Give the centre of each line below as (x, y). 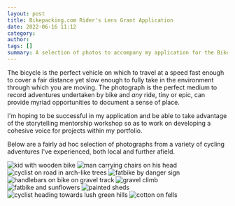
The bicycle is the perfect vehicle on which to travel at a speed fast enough (116, 72)
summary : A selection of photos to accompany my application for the (111, 53)
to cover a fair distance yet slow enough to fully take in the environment (111, 80)
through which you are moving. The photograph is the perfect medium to (112, 87)
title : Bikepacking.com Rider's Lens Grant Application (90, 20)
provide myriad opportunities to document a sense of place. (94, 102)
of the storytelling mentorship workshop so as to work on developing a (109, 123)
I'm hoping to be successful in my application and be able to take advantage (117, 115)
